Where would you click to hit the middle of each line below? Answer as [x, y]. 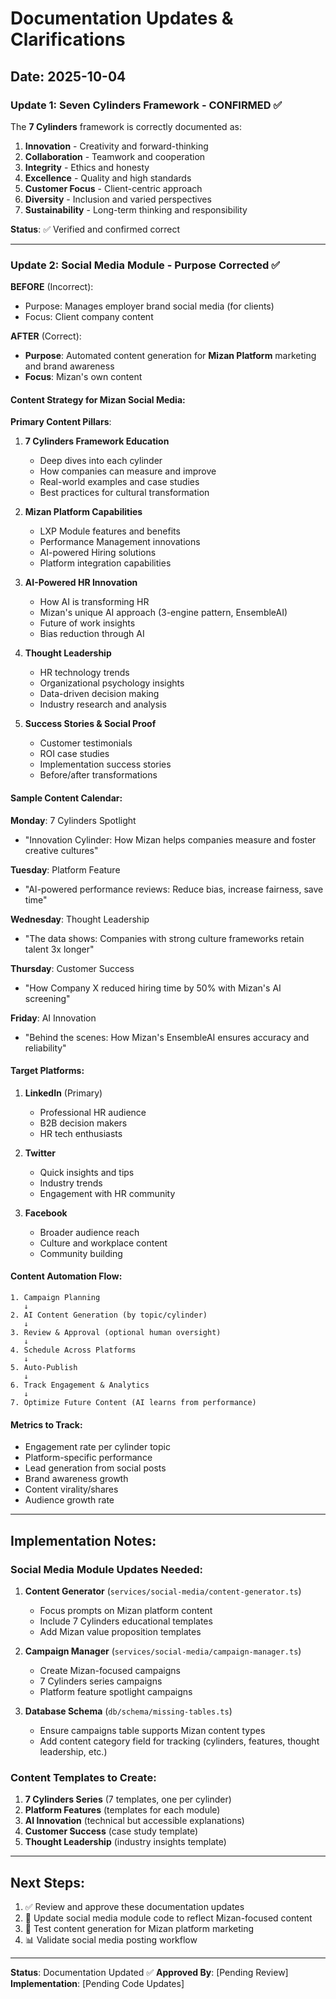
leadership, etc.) [73, 1751]
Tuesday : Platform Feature [65, 869]
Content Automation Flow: [66, 1276]
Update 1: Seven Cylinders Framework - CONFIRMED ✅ [146, 105]
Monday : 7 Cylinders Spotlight [73, 820]
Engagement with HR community [107, 1193]
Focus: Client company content [89, 317]
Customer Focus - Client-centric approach [113, 188]
